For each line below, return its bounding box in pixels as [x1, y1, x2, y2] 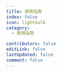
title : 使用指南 [6, 8, 42, 15]
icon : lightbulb [6, 19, 46, 25]
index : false [6, 14, 38, 20]
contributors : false [6, 41, 57, 47]
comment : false [6, 57, 43, 63]
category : [6, 25, 30, 31]
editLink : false [6, 46, 46, 53]
